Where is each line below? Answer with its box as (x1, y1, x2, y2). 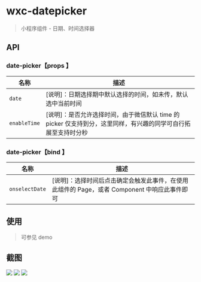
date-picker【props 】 (6, 62, 72, 70)
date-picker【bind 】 (6, 148, 68, 156)
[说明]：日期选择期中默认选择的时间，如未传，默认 (45, 90, 188, 98)
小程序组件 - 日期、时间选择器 (20, 25, 95, 32)
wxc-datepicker (6, 4, 87, 18)
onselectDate (9, 186, 47, 192)
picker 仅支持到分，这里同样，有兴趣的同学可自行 (45, 119, 185, 128)
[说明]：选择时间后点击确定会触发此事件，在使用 (51, 176, 188, 184)
